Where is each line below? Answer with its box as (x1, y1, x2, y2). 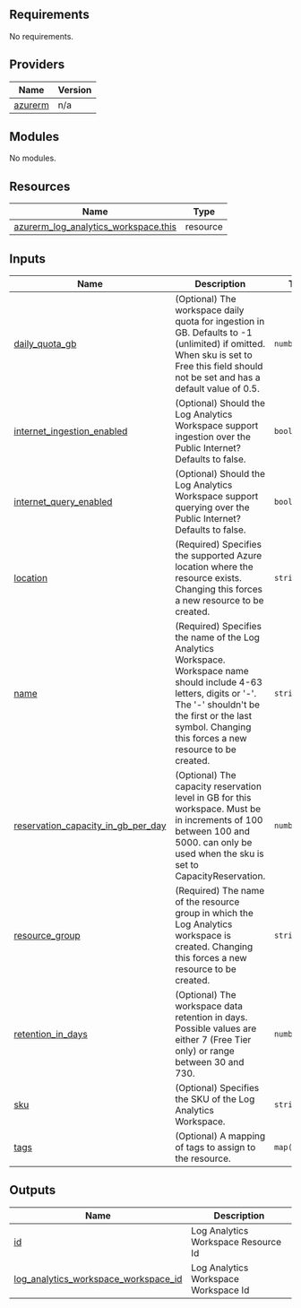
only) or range (174, 1044, 235, 1057)
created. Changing (174, 940, 254, 953)
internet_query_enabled (13, 496, 113, 508)
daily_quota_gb (13, 338, 77, 351)
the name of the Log (174, 631, 260, 644)
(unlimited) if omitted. (174, 338, 266, 351)
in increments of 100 (174, 814, 263, 827)
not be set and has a (174, 371, 261, 384)
